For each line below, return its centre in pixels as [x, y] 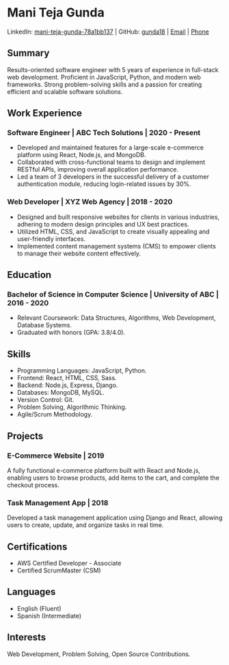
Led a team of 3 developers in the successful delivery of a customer [113, 177]
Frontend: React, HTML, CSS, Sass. [67, 378]
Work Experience [45, 114]
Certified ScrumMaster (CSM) [59, 570]
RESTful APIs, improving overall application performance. [98, 170]
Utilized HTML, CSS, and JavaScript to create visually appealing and [113, 231]
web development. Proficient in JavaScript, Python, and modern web [104, 77]
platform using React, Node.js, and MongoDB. [81, 155]
